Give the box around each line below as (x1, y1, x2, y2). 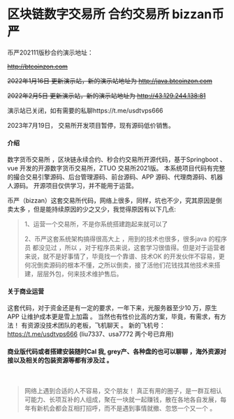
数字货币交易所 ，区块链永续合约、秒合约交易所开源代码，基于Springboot (7, 155, 219, 164)
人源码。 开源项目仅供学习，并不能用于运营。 (7, 182, 138, 190)
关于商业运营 (7, 287, 44, 295)
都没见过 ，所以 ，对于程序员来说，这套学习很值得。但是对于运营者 (32, 244, 226, 252)
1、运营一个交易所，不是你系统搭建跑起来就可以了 (24, 220, 168, 228)
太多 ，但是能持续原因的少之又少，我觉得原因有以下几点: (13, 205, 176, 214)
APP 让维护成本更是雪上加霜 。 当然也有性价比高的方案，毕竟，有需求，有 (7, 312, 221, 321)
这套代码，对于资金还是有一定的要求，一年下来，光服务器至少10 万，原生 (7, 304, 218, 312)
